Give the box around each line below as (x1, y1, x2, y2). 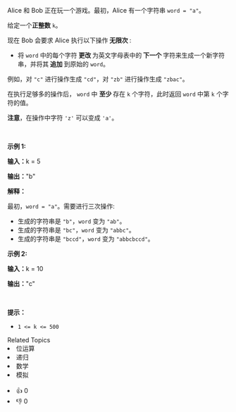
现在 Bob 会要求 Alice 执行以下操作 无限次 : (7, 36, 132, 44)
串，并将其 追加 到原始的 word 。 (17, 60, 110, 68)
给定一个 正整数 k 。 (7, 21, 62, 30)
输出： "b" (7, 172, 36, 180)
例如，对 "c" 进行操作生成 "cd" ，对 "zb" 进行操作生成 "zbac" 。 (7, 75, 189, 83)
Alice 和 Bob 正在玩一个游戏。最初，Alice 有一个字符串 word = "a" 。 (7, 6, 206, 14)
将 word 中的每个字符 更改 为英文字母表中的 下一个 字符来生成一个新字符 (17, 51, 225, 59)
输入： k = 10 (7, 265, 44, 273)
